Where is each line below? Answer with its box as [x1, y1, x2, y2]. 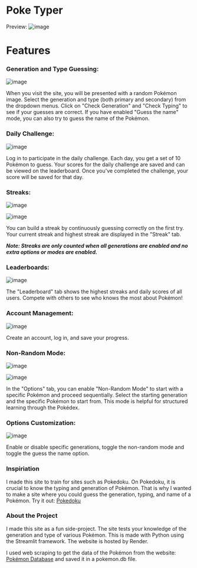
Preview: [6, 23, 28, 30]
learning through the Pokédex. [6, 404, 80, 411]
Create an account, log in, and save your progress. [6, 334, 129, 341]
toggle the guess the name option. [6, 450, 90, 457]
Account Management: [6, 309, 74, 317]
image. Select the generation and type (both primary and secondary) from [6, 96, 186, 103]
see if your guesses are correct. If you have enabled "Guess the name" [6, 109, 179, 116]
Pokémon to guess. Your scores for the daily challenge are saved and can [6, 161, 185, 168]
